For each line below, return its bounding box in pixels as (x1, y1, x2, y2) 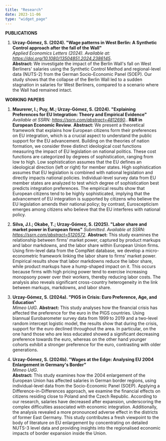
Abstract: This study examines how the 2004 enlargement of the (12, 373, 146, 378)
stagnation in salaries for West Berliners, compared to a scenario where (12, 82, 159, 88)
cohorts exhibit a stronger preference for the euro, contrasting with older (12, 342, 161, 348)
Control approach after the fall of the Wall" (12, 45, 102, 51)
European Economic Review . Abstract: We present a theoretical (12, 122, 145, 128)
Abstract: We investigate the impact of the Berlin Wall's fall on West (12, 61, 152, 67)
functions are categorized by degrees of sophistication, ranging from (12, 154, 154, 160)
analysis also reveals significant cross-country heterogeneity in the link (12, 279, 158, 285)
